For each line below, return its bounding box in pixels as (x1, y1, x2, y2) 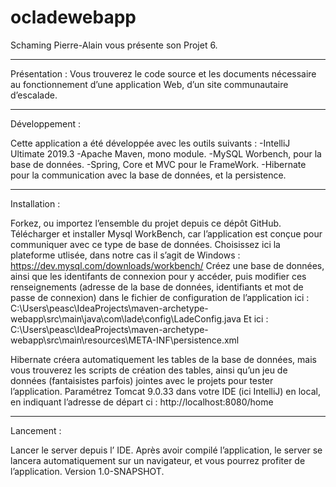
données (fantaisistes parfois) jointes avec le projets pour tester (10, 374, 274, 386)
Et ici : (243, 312, 269, 325)
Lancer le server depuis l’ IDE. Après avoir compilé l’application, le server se (10, 444, 323, 456)
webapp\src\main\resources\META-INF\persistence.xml (10, 334, 240, 346)
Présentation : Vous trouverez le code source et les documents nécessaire (10, 67, 317, 80)
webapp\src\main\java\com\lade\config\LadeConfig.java (10, 312, 242, 325)
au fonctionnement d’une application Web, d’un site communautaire (10, 78, 289, 90)
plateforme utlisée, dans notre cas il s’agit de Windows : (10, 249, 241, 261)
